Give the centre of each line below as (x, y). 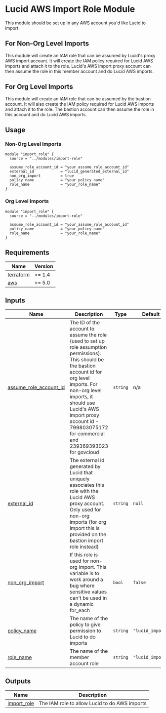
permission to (85, 631)
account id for (86, 372)
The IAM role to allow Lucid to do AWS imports (93, 703)
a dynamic (82, 604)
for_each (80, 610)
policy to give (85, 625)
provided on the (88, 535)
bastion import (86, 541)
